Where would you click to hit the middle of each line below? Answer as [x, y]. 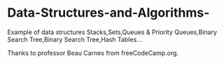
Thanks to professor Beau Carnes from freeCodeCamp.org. [93, 53]
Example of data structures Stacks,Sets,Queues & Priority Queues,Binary [112, 32]
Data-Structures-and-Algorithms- [108, 13]
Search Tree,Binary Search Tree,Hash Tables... [75, 39]
